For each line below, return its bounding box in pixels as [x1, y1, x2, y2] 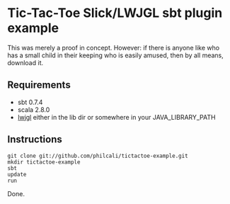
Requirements [7, 79, 71, 91]
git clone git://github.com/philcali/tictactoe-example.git [7, 152, 189, 159]
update [7, 171, 27, 178]
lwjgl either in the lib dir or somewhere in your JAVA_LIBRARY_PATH [17, 113, 216, 121]
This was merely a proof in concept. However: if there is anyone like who [7, 43, 220, 52]
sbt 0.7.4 [17, 98, 43, 106]
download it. [7, 58, 44, 67]
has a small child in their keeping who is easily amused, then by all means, [7, 51, 224, 59]
